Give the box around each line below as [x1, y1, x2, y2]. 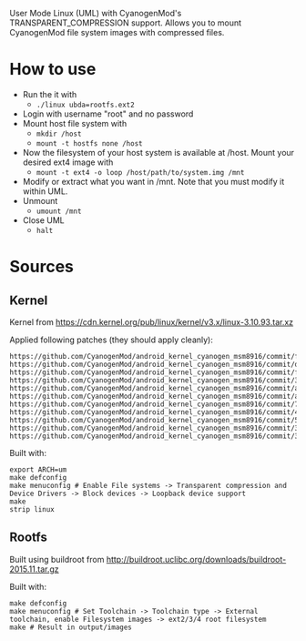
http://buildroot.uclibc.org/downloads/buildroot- [106, 554, 287, 565]
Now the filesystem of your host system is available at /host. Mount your [22, 147, 294, 158]
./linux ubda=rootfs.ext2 [36, 100, 135, 109]
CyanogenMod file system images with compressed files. [9, 27, 225, 37]
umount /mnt [36, 207, 82, 216]
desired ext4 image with [22, 157, 114, 168]
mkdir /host [36, 129, 82, 138]
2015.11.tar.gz [9, 564, 59, 575]
